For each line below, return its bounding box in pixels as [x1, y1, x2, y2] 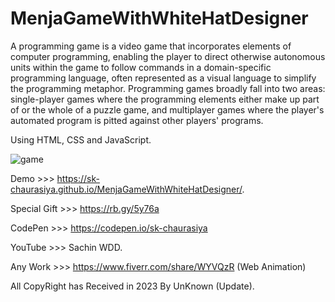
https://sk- [56, 172, 100, 184]
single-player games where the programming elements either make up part [10, 93, 320, 105]
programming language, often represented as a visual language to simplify [10, 72, 317, 84]
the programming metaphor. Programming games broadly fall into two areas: [10, 82, 326, 94]
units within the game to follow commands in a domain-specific [10, 61, 272, 73]
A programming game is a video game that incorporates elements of [10, 40, 292, 52]
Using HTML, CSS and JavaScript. [10, 133, 152, 146]
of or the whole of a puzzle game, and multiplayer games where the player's [10, 103, 325, 116]
